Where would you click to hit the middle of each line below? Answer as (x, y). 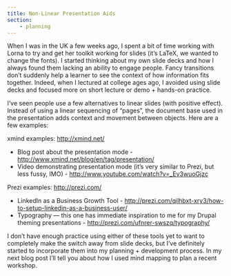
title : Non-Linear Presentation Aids (61, 13)
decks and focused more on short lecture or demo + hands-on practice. (109, 90)
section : (20, 20)
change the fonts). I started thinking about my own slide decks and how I (111, 61)
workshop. (22, 266)
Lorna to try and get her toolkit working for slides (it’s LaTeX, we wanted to (113, 53)
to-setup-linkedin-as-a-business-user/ (72, 208)
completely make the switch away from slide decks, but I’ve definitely (106, 244)
